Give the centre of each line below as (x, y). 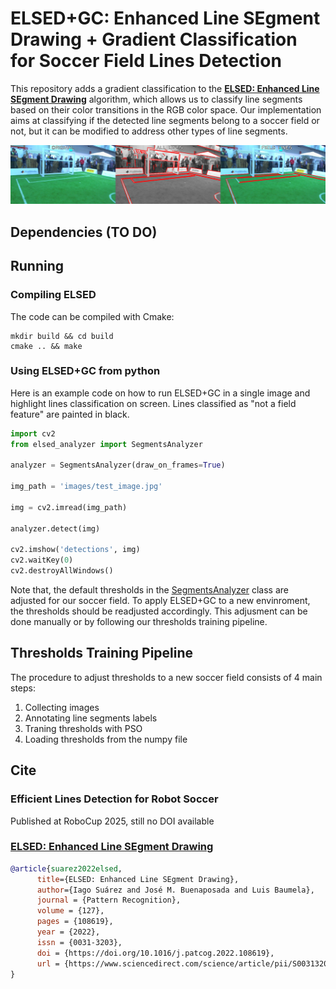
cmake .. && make (46, 346)
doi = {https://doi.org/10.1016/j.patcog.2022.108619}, (155, 953)
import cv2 (33, 433)
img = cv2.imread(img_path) (69, 507)
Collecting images (62, 707)
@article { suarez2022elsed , (66, 868)
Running (37, 266)
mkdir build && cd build (62, 336)
